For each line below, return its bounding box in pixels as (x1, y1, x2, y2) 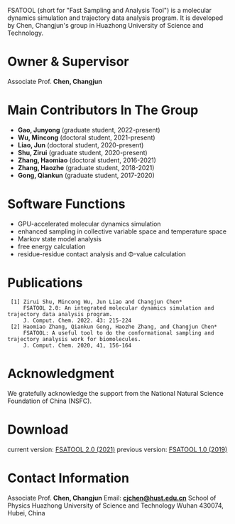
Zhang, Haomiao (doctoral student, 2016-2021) (17, 156, 156, 164)
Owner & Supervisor (7, 53, 129, 70)
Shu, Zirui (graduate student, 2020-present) (17, 148, 148, 157)
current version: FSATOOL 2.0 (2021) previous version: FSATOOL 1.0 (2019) (7, 445, 228, 454)
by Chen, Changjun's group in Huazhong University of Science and (7, 21, 204, 29)
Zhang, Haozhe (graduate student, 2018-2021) (17, 163, 155, 172)
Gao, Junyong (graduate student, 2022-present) (17, 125, 161, 134)
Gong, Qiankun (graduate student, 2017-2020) (17, 171, 155, 179)
